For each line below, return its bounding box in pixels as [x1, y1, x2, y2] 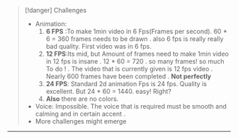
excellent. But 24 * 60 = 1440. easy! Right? [45, 87, 171, 95]
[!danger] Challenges [24, 6, 87, 14]
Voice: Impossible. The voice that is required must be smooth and [35, 102, 227, 110]
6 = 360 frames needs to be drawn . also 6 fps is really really [45, 35, 224, 43]
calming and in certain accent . [35, 109, 126, 118]
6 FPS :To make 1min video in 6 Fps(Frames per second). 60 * [45, 28, 228, 35]
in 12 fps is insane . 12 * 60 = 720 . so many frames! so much [45, 57, 225, 66]
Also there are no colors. [45, 95, 119, 103]
